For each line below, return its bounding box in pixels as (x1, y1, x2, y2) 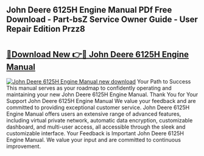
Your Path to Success (136, 78, 191, 85)
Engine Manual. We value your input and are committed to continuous (6, 136, 181, 143)
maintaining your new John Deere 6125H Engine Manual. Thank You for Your (6, 91, 199, 98)
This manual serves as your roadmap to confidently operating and (6, 85, 172, 91)
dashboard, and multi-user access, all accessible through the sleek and (6, 123, 186, 130)
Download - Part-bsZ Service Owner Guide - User (6, 15, 198, 25)
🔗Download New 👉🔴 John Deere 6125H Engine (6, 49, 189, 60)
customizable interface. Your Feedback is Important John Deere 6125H (6, 130, 185, 136)
